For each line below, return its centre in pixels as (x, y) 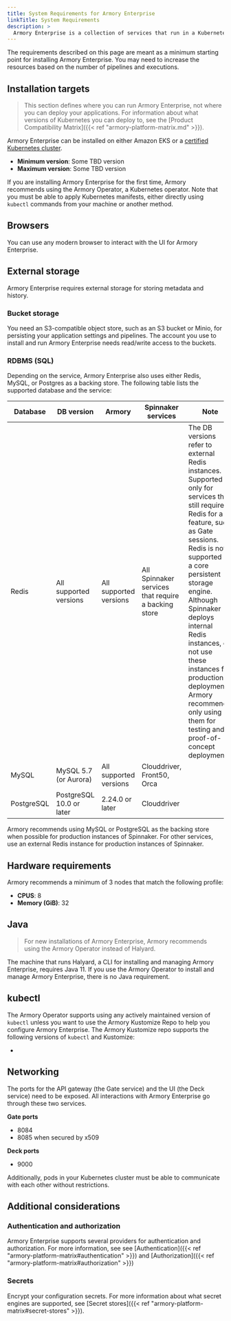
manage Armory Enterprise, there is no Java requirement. (89, 976)
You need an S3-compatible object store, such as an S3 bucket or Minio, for (114, 328)
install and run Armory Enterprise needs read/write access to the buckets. (112, 343)
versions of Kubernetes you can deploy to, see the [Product (109, 120)
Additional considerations (64, 1206)
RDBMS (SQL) (31, 361)
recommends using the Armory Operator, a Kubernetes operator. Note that (112, 190)
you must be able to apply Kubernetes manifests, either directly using (106, 197)
